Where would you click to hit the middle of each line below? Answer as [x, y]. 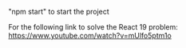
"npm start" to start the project [59, 12]
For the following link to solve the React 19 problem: [93, 27]
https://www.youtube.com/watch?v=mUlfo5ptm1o [90, 36]
